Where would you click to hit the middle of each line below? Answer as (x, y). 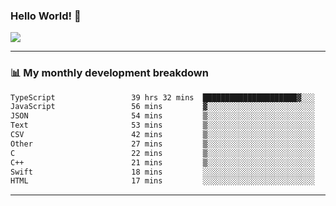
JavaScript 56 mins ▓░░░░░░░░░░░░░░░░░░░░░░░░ (162, 107)
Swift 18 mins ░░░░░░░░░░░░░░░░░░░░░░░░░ (162, 172)
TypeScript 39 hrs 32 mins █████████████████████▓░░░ (162, 97)
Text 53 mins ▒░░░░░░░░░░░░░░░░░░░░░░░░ (162, 125)
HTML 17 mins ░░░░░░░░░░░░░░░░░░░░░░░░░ (162, 181)
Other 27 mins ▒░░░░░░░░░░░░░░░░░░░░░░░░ (162, 144)
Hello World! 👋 (46, 16)
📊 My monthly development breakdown (109, 73)
